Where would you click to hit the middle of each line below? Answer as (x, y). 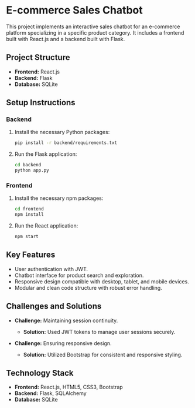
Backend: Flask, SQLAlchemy (50, 393)
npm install (29, 215)
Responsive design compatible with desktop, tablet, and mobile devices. (102, 281)
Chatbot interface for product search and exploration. (79, 275)
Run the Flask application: (46, 154)
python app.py (32, 170)
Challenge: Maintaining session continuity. (66, 320)
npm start (27, 237)
